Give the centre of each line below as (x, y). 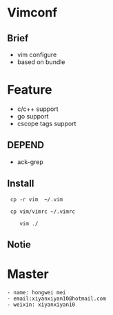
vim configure (37, 54)
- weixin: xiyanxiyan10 (41, 305)
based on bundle (41, 62)
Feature (30, 90)
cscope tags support (47, 123)
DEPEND (26, 145)
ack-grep (30, 162)
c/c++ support (38, 109)
